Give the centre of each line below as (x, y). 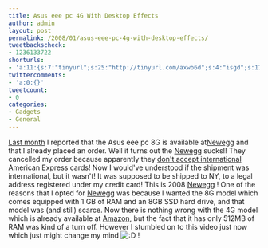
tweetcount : (28, 90)
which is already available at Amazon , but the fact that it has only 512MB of (132, 218)
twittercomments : (37, 75)
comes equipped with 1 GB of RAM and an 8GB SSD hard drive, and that (126, 201)
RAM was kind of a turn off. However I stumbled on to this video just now (128, 226)
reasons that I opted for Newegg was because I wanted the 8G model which (133, 193)
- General (25, 120)
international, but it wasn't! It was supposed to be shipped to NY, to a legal (130, 175)
